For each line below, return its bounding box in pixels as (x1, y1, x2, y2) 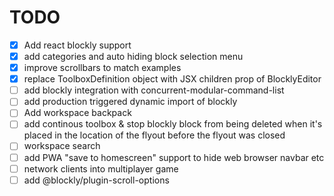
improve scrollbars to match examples (23, 62, 182, 74)
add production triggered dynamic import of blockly (23, 96, 238, 108)
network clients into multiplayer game (23, 162, 179, 175)
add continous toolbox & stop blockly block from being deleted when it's (23, 118, 323, 130)
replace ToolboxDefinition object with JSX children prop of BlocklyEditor (23, 73, 322, 85)
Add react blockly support (23, 39, 132, 51)
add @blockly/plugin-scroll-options (23, 174, 170, 186)
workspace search (23, 140, 101, 152)
